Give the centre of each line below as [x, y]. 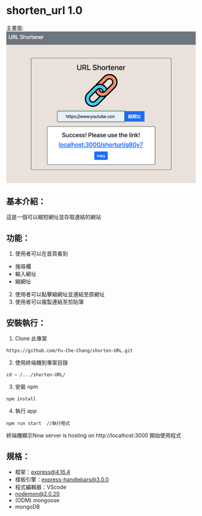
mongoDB [27, 506]
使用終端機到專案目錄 [41, 363]
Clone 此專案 [31, 339]
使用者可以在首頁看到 [41, 253]
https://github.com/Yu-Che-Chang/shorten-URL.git [70, 351]
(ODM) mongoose [37, 500]
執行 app [26, 411]
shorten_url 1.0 [44, 11]
